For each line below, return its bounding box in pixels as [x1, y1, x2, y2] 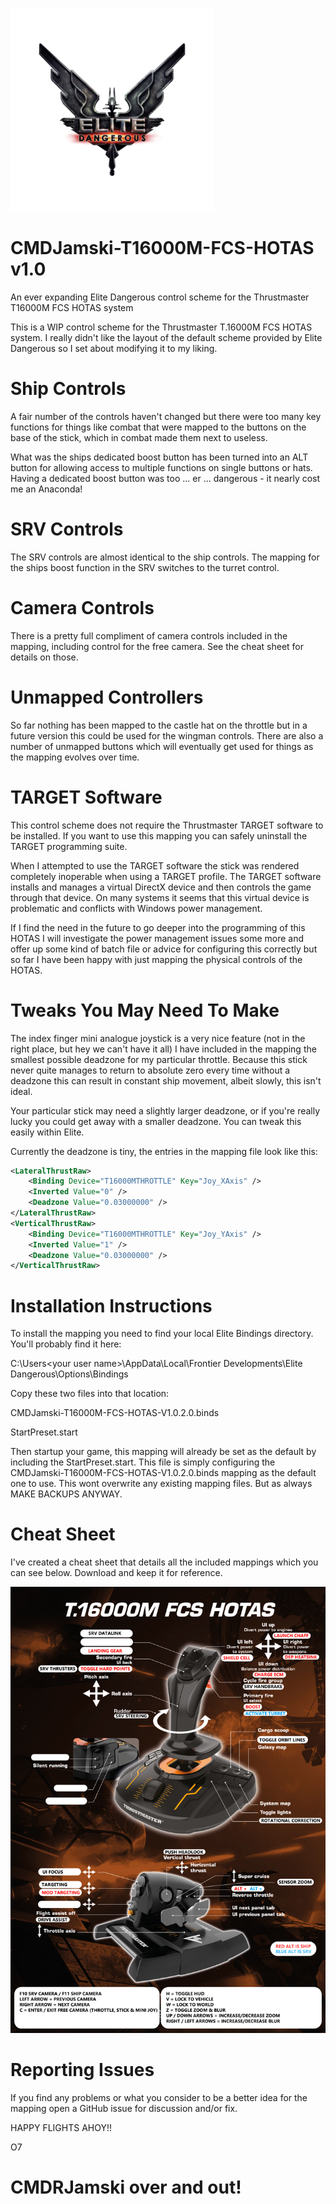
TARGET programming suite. [10, 840, 128, 852]
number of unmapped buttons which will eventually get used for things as [10, 740, 314, 752]
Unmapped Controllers [10, 686, 204, 708]
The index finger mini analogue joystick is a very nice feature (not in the [10, 1032, 306, 1044]
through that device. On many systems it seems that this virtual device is [10, 891, 310, 903]
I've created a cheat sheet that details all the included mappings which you [10, 1556, 319, 1568]
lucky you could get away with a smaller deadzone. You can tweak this [10, 1115, 302, 1127]
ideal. [10, 1085, 33, 1097]
